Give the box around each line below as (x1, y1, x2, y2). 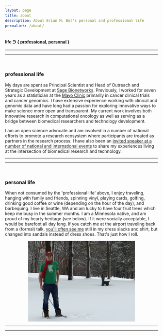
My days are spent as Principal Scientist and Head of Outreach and (5, 82, 139, 88)
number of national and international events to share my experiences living (5, 143, 154, 149)
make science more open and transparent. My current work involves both (5, 107, 152, 114)
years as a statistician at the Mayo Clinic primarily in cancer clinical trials (5, 92, 150, 98)
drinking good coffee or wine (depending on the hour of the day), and (5, 200, 144, 206)
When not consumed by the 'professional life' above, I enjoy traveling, (5, 190, 145, 196)
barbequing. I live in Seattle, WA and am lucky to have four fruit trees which (5, 206, 156, 212)
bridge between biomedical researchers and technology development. (5, 118, 146, 124)
